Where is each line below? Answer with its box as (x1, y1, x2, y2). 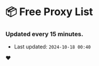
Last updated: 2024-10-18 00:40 (13, 43, 91, 50)
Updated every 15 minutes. (5, 30, 84, 39)
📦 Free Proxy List (5, 5, 93, 19)
